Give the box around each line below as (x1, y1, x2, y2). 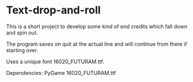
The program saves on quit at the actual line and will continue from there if (6, 40, 188, 47)
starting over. (6, 46, 38, 53)
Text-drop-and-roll (6, 4, 101, 17)
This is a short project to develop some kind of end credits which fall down (6, 23, 188, 30)
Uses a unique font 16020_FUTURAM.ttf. (6, 58, 104, 65)
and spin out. (6, 29, 38, 36)
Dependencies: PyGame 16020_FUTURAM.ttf (6, 69, 116, 76)
